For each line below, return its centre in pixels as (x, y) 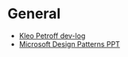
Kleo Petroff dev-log (52, 36)
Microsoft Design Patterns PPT (70, 44)
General (34, 14)
